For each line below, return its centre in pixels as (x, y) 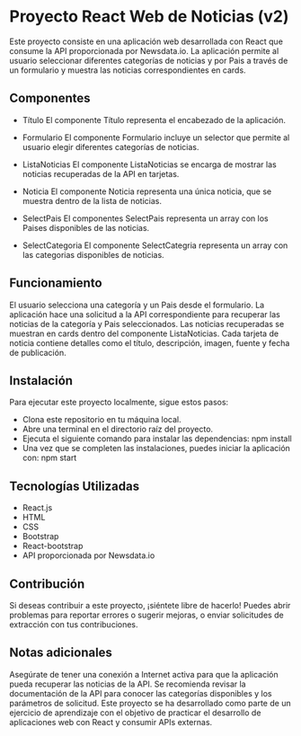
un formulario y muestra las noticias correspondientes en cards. (128, 70)
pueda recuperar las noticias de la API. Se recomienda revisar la (128, 684)
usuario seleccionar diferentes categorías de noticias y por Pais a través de (149, 60)
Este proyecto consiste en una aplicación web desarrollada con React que (146, 41)
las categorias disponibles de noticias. (93, 254)
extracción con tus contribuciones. (74, 625)
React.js (37, 508)
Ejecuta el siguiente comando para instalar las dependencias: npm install (157, 439)
